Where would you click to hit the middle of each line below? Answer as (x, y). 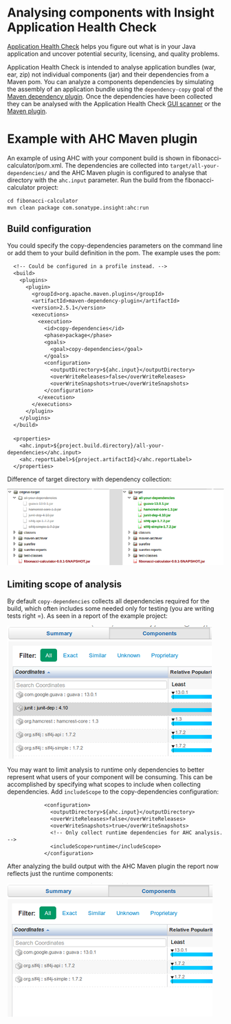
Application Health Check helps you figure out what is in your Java (101, 46)
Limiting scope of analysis (65, 584)
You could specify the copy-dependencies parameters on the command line (115, 245)
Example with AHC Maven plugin (102, 139)
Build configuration (49, 229)
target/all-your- (195, 166)
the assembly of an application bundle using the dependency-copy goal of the (115, 89)
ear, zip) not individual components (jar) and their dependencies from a (108, 74)
